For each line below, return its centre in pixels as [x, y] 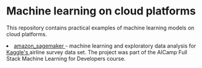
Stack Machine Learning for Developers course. [66, 58]
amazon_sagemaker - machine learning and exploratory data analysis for [105, 46]
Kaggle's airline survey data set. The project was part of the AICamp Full [97, 52]
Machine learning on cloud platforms [101, 11]
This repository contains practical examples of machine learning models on [100, 28]
